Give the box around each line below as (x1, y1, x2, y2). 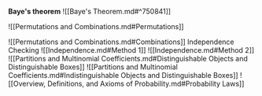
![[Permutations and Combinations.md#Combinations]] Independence (8, 37, 234, 46)
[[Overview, (8, 79, 46, 88)
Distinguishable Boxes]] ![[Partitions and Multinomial (8, 62, 179, 72)
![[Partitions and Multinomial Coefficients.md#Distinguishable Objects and (8, 54, 248, 63)
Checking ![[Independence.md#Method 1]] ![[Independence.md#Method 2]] (8, 46, 255, 54)
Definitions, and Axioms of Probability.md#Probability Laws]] (46, 79, 245, 88)
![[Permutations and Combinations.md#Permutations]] (8, 22, 184, 31)
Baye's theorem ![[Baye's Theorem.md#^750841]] (8, 7, 172, 16)
